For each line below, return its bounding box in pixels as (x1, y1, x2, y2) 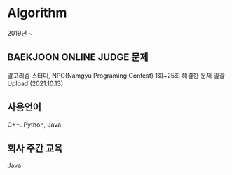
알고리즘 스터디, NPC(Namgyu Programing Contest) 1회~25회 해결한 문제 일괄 (7, 71, 226, 80)
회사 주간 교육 (7, 142, 63, 154)
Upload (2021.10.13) (7, 79, 64, 87)
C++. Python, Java (7, 120, 62, 129)
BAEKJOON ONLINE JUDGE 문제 (7, 51, 149, 64)
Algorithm (7, 5, 67, 21)
